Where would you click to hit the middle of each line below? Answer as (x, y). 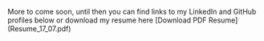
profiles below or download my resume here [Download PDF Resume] (123, 20)
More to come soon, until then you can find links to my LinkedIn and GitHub (132, 12)
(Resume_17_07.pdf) (39, 29)
